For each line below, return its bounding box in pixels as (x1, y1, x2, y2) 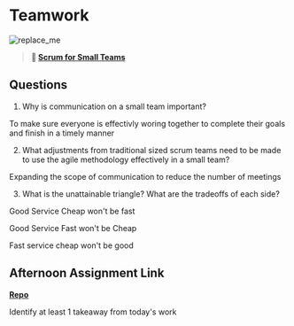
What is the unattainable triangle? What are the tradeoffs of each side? (21, 188, 281, 199)
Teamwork (9, 5, 89, 26)
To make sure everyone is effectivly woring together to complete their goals (9, 118, 286, 128)
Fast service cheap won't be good (9, 240, 135, 251)
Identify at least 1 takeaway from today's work (9, 307, 177, 317)
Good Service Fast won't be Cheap (9, 222, 137, 233)
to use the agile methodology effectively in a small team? (21, 154, 230, 165)
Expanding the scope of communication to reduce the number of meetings (9, 171, 282, 182)
